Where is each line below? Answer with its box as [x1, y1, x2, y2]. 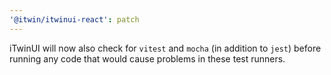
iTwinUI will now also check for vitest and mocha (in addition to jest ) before [9, 42, 322, 54]
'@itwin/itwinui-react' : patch [9, 14, 140, 25]
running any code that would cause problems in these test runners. [9, 52, 286, 65]
